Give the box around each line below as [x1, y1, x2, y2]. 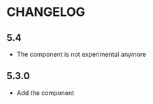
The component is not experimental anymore [16, 50, 147, 58]
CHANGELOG [6, 4, 85, 20]
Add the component [16, 88, 75, 97]
